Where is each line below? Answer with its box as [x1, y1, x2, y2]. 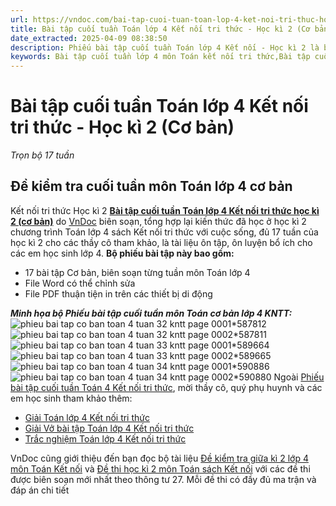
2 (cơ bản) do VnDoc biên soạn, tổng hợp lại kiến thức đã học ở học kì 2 [10, 215, 307, 227]
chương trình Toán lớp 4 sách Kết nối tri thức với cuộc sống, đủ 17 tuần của [10, 226, 319, 238]
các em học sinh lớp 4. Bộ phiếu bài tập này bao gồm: [10, 247, 235, 259]
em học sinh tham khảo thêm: [10, 392, 133, 404]
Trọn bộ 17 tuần [10, 149, 75, 161]
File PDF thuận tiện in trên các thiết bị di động [24, 287, 213, 300]
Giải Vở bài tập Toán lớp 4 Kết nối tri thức [24, 422, 195, 434]
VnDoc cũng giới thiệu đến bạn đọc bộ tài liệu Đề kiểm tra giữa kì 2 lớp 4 [10, 452, 309, 464]
